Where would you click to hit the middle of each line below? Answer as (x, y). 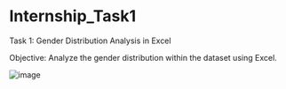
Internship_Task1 (72, 16)
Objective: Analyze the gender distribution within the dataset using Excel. (143, 57)
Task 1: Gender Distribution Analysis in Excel (90, 41)
